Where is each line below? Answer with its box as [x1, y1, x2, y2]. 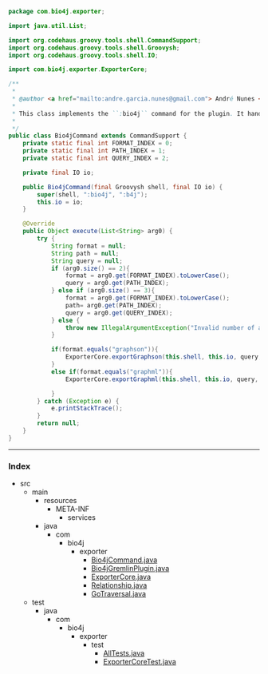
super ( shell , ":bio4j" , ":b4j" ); [37, 190, 148, 199]
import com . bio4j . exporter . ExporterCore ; [8, 65, 148, 73]
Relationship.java [91, 581, 148, 590]
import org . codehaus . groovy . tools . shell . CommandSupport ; [8, 36, 202, 44]
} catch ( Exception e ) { [37, 397, 120, 405]
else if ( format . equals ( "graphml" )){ [50, 367, 173, 375]
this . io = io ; [37, 198, 84, 206]
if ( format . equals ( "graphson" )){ [50, 346, 159, 354]
